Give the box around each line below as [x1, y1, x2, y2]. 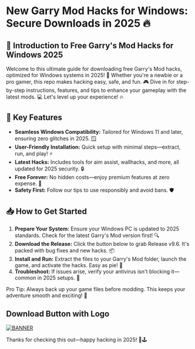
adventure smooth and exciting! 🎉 [6, 292, 88, 299]
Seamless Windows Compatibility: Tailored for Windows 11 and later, [14, 128, 183, 135]
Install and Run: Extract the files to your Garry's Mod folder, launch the [14, 255, 187, 262]
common [14, 274, 36, 281]
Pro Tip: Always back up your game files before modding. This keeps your [6, 285, 186, 292]
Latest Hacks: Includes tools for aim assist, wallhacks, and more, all [14, 158, 179, 166]
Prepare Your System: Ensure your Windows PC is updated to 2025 [14, 225, 179, 232]
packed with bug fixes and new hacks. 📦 [14, 246, 115, 254]
